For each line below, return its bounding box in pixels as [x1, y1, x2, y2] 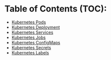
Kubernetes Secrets [11, 45, 51, 50]
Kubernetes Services [11, 29, 54, 35]
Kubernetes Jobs [11, 35, 46, 40]
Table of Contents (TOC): [4, 3, 107, 14]
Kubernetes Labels [11, 49, 49, 56]
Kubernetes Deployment [11, 24, 60, 30]
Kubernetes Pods [11, 19, 46, 25]
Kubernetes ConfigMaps [11, 39, 61, 45]
